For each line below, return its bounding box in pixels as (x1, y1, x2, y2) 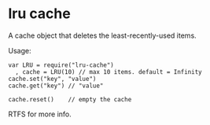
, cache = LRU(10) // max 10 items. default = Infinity (15, 68, 202, 75)
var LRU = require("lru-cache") (8, 61, 114, 69)
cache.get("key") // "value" (8, 82, 104, 90)
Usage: (8, 46, 31, 55)
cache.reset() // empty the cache (8, 95, 132, 103)
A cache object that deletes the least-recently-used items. (8, 31, 197, 40)
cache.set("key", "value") (8, 75, 97, 83)
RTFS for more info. (8, 109, 72, 119)
